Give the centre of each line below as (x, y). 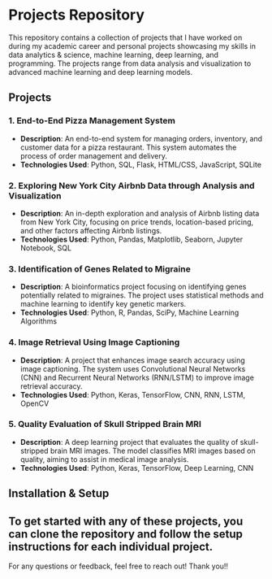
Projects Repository (76, 15)
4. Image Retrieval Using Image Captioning (94, 342)
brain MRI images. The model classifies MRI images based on (153, 451)
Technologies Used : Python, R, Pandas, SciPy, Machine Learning (130, 313)
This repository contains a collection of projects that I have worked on (125, 37)
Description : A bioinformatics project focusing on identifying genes (133, 287)
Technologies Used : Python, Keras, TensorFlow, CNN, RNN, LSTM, (133, 394)
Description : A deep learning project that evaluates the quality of (129, 442)
